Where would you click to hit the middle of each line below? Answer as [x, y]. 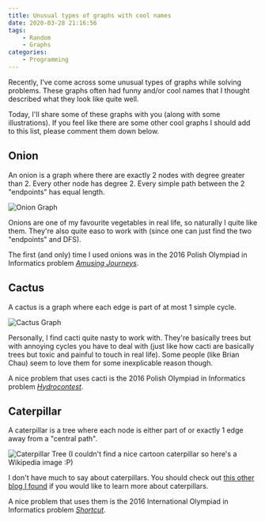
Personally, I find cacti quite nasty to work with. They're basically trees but [130, 338]
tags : [17, 30]
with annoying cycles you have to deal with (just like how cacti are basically [131, 346]
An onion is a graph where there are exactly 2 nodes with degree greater [127, 175]
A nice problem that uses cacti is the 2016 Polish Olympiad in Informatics [127, 378]
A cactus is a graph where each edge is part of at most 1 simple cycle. [123, 307]
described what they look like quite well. [74, 99]
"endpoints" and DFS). [45, 239]
